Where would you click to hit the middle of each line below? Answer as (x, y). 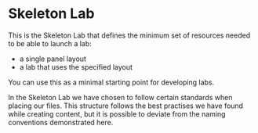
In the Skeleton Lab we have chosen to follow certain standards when (120, 97)
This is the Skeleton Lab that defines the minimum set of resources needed (129, 35)
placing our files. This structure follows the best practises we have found (126, 106)
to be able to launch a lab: (50, 43)
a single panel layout (53, 59)
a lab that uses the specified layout (76, 66)
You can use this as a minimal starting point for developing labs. (111, 82)
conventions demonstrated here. (61, 122)
